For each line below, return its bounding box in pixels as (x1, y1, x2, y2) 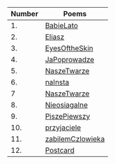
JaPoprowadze (45, 55, 95, 64)
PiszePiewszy (45, 112, 91, 121)
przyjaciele (45, 123, 82, 132)
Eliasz (45, 32, 65, 41)
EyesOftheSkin (45, 43, 93, 53)
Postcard (45, 146, 75, 155)
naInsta (45, 77, 70, 87)
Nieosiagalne (45, 100, 89, 110)
